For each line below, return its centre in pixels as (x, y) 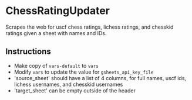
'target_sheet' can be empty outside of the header (75, 90)
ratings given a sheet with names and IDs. (56, 33)
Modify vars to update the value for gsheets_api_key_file (84, 72)
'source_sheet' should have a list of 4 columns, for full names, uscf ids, (100, 78)
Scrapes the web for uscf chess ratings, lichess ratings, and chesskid (90, 27)
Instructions (28, 52)
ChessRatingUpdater (58, 11)
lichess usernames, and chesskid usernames (68, 84)
